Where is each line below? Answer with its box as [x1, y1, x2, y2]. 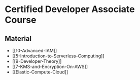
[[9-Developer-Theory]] [12, 58, 62, 64]
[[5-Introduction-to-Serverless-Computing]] [12, 53, 104, 59]
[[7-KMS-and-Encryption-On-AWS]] [12, 64, 88, 69]
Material [5, 34, 31, 43]
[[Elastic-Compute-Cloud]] [12, 69, 68, 75]
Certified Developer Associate [5, 4, 135, 15]
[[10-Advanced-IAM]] [12, 48, 57, 53]
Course [5, 14, 37, 26]
